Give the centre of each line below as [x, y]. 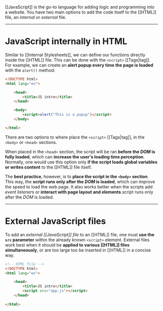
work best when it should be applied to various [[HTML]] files [67, 245]
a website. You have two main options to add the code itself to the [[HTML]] [81, 12]
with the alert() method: [30, 70]
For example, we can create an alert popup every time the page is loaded [79, 65]
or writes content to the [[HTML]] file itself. [49, 167]
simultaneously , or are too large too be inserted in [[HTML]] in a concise [78, 250]
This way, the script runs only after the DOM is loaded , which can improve [80, 182]
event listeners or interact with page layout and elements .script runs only [79, 192]
